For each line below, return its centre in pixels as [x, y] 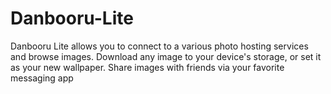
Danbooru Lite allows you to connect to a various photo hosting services [159, 46]
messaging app [42, 78]
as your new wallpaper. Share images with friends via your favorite [147, 67]
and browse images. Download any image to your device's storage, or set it [166, 56]
